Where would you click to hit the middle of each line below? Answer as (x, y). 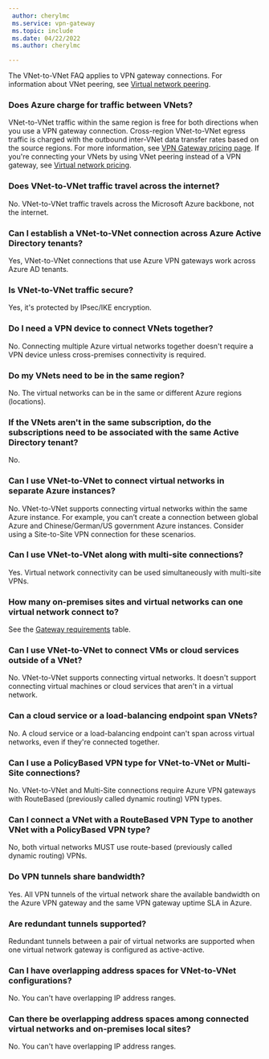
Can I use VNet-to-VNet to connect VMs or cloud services (124, 650)
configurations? (40, 980)
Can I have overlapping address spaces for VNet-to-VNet (122, 970)
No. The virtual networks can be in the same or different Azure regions (125, 393)
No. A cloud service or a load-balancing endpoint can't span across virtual (132, 733)
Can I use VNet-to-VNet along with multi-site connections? (126, 554)
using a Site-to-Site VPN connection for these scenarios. (102, 534)
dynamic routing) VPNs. (48, 856)
